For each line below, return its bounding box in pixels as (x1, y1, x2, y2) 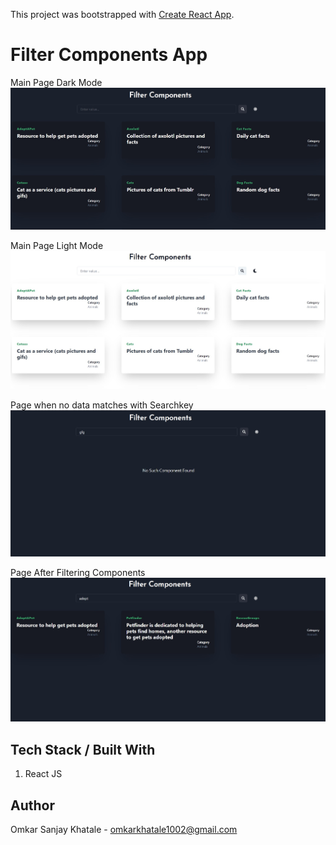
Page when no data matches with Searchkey (10, 399, 194, 411)
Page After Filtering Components (10, 567, 146, 579)
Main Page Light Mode (10, 239, 104, 251)
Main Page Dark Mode (10, 76, 103, 88)
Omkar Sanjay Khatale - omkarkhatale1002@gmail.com (10, 823, 238, 835)
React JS (24, 768, 63, 780)
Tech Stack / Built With (10, 741, 156, 758)
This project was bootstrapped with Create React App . (10, 9, 235, 20)
